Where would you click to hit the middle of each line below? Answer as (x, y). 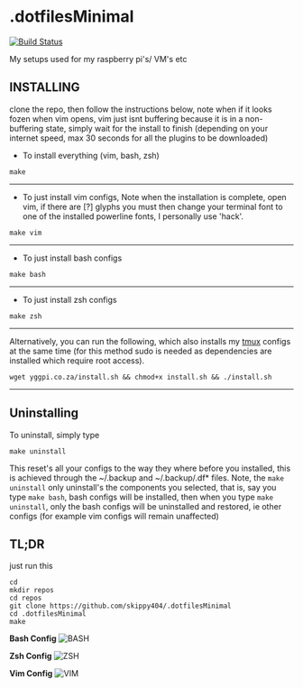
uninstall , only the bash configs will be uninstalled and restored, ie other (146, 506)
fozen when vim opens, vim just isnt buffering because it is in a (126, 118)
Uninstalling (44, 413)
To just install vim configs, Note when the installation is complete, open (154, 197)
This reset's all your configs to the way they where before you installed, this (150, 468)
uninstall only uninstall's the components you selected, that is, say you (143, 487)
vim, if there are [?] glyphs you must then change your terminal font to (152, 206)
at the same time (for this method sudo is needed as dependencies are (141, 351)
